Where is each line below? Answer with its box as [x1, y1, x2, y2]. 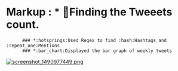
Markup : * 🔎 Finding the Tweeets [6, 5, 173, 19]
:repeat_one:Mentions [6, 43, 60, 49]
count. [6, 18, 40, 31]
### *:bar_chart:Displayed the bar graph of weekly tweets [22, 47, 172, 54]
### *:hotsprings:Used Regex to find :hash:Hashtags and [22, 37, 167, 43]
